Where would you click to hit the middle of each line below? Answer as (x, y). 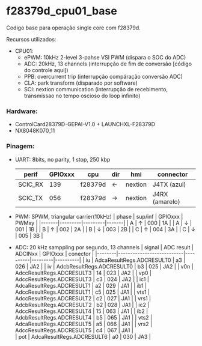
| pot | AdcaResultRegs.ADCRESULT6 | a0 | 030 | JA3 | (83, 336)
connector (173, 174)
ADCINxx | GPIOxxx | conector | (54, 253)
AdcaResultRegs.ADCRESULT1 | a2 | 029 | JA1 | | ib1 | (81, 285)
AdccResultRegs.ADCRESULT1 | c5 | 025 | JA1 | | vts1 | (82, 292)
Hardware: (22, 111)
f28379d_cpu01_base (62, 11)
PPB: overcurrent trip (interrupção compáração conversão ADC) (103, 76)
